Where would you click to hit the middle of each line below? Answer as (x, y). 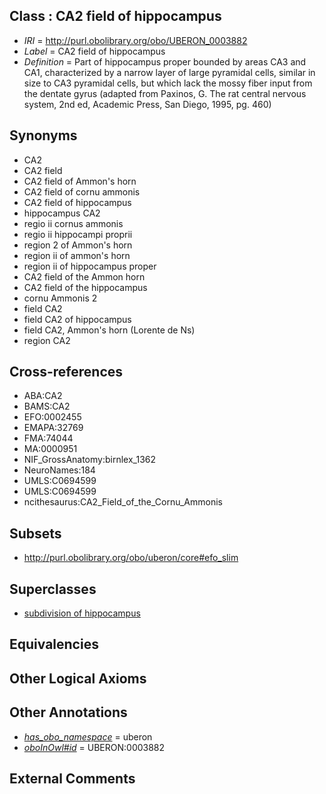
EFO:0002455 (52, 417)
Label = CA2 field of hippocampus (94, 51)
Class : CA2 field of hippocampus (115, 16)
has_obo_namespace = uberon (88, 736)
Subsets (35, 533)
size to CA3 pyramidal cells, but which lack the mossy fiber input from (168, 83)
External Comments (72, 779)
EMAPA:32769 (53, 428)
